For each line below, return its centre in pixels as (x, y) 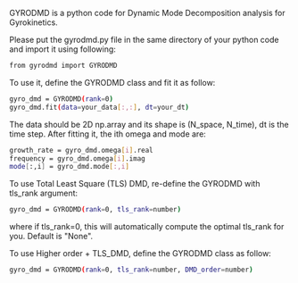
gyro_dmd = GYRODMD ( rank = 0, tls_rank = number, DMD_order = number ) (131, 270)
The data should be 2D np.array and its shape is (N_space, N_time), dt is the (149, 124)
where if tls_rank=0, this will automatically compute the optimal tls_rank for (147, 227)
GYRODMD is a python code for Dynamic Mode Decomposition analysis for (147, 13)
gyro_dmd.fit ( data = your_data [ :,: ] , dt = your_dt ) (99, 107)
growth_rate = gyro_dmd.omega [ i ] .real (81, 150)
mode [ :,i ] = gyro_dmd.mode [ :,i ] (69, 167)
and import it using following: (62, 49)
